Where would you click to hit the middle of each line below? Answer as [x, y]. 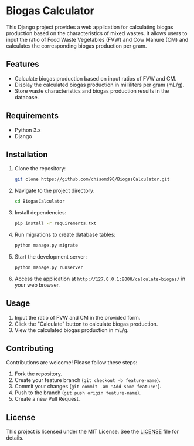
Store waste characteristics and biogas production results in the [92, 91]
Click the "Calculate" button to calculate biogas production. [86, 324]
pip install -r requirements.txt [55, 224]
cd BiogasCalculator [40, 202]
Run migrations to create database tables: [65, 234]
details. [15, 438]
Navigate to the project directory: [55, 191]
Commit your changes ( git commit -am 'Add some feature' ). [88, 387]
